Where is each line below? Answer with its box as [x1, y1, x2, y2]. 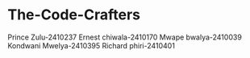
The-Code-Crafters [7, 6, 140, 24]
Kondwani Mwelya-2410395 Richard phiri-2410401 [7, 40, 175, 50]
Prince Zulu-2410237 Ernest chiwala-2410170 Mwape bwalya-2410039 [7, 32, 243, 42]
